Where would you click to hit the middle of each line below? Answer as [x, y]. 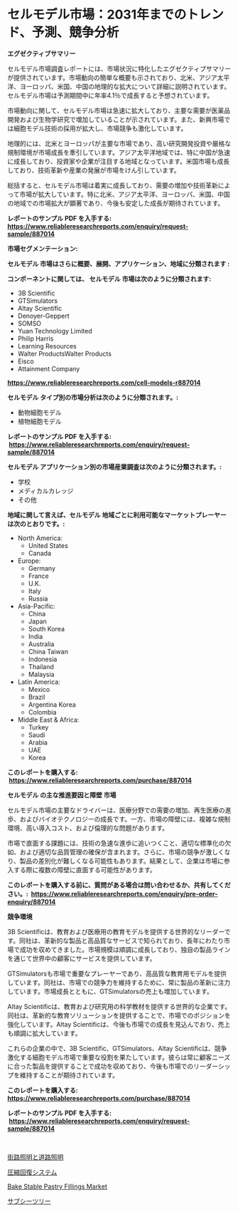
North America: [40, 538]
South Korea [47, 628]
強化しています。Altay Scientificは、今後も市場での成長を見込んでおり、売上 [119, 1024]
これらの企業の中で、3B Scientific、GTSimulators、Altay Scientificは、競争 [117, 1048]
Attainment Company [49, 368]
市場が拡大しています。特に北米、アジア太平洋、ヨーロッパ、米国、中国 [125, 194]
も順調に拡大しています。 [44, 1033]
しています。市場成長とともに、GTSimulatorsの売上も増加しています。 [110, 991]
